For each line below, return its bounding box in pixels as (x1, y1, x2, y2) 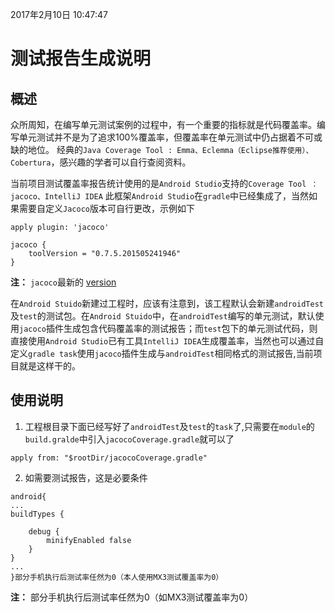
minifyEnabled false (46, 535, 132, 545)
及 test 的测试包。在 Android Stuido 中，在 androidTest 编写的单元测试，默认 (10, 310, 316, 322)
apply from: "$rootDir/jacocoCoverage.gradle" (10, 453, 208, 463)
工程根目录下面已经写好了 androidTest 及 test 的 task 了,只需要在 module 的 (24, 420, 315, 432)
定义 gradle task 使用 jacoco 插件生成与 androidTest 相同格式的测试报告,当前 (10, 348, 314, 359)
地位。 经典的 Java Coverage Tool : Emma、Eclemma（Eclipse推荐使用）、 (27, 144, 314, 155)
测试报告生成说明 (10, 48, 152, 70)
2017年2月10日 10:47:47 (10, 9, 109, 20)
